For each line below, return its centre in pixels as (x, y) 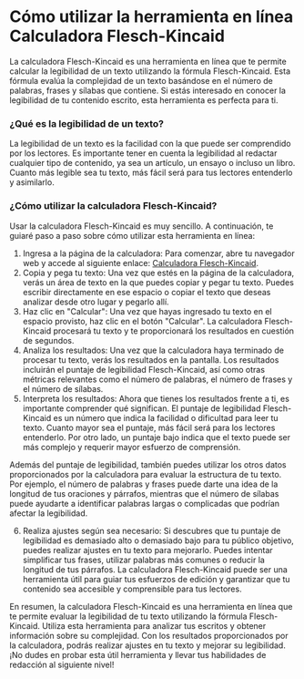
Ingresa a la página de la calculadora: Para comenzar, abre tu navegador (158, 253)
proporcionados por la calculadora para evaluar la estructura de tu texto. (146, 474)
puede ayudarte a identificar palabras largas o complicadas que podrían (145, 503)
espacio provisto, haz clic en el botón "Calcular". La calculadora (142, 321)
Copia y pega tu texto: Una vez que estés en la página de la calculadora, (158, 273)
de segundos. (48, 340)
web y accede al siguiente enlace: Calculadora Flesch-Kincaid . (141, 262)
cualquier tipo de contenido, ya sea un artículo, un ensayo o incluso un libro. (152, 163)
